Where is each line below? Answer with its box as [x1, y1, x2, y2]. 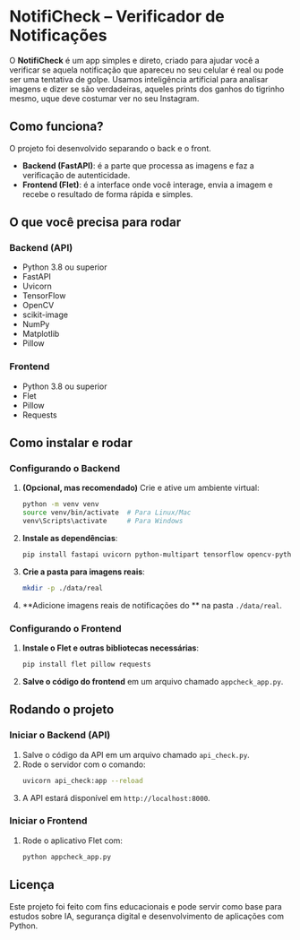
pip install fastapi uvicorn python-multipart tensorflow [21, 550, 244, 559]
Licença [9, 877, 56, 893]
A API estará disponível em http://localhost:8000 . [21, 792, 210, 803]
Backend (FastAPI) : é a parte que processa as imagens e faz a [21, 160, 255, 171]
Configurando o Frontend [9, 622, 123, 634]
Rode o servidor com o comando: [21, 759, 146, 770]
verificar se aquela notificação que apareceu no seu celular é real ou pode [9, 65, 284, 75]
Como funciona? [9, 119, 104, 134]
